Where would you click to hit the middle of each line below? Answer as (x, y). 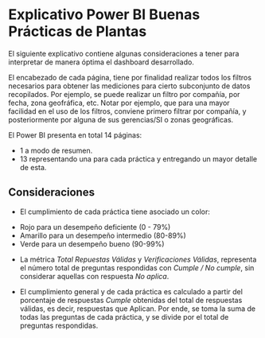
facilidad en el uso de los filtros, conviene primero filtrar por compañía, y (127, 111)
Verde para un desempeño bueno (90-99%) (92, 243)
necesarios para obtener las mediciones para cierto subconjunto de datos (129, 86)
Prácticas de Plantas (78, 31)
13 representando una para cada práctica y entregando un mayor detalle (138, 159)
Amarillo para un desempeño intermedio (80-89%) (103, 235)
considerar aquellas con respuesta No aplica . (94, 276)
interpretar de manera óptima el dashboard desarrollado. (101, 62)
